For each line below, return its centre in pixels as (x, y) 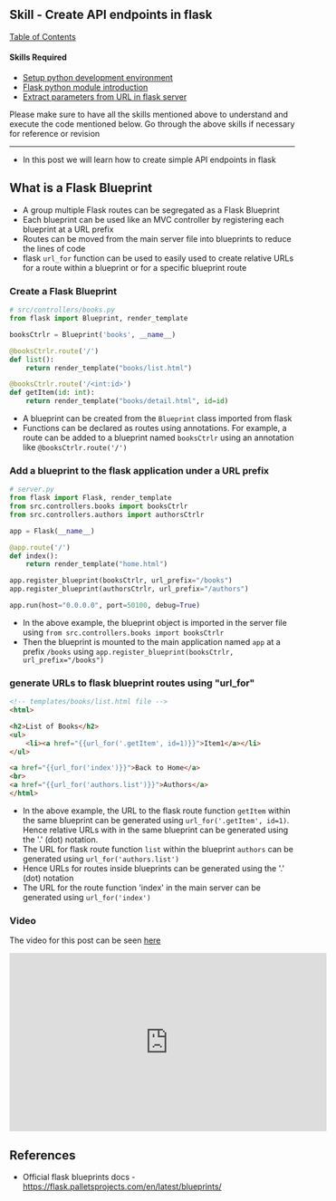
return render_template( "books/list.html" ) (109, 368)
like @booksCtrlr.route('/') (75, 447)
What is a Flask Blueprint (81, 188)
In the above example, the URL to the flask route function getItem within (157, 811)
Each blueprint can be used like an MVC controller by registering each (153, 219)
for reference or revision (55, 134)
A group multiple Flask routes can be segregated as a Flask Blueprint (151, 210)
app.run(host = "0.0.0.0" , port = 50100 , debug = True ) (105, 606)
